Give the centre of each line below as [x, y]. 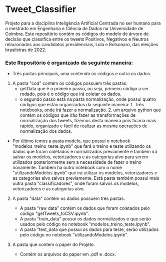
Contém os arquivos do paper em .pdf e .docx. [68, 254]
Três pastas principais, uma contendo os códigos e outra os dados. [82, 74]
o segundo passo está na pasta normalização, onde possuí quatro [88, 99]
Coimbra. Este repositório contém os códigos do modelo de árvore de [77, 34]
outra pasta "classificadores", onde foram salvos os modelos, [75, 183]
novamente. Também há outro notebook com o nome [67, 168]
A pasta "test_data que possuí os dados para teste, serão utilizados [89, 229]
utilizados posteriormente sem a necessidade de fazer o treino [77, 162]
